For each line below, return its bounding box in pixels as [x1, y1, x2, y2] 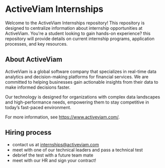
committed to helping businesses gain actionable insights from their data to [5, 79, 159, 85]
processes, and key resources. [5, 41, 68, 47]
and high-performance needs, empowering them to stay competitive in [5, 99, 149, 105]
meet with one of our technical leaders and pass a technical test [12, 147, 143, 153]
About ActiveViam [5, 56, 63, 64]
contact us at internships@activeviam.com [12, 141, 99, 147]
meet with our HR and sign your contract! [12, 157, 96, 163]
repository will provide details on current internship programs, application [5, 36, 155, 42]
